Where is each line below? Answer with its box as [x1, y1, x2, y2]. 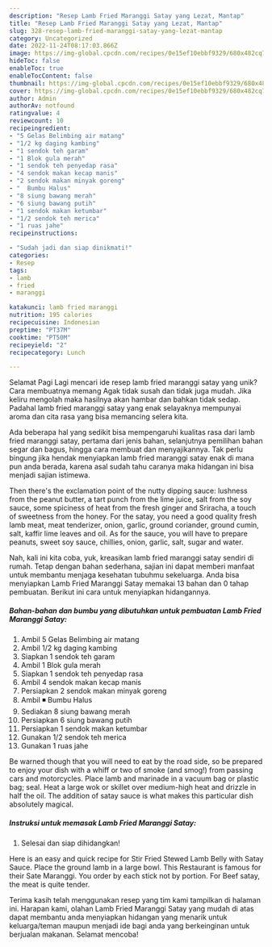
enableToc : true [9, 65, 64, 73]
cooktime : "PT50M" [9, 333, 71, 341]
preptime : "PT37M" [9, 326, 71, 334]
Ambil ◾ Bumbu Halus [20, 695, 93, 705]
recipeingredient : [9, 124, 71, 132]
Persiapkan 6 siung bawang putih [20, 715, 132, 725]
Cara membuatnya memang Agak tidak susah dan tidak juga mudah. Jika [9, 386, 252, 396]
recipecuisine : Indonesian [9, 319, 100, 327]
